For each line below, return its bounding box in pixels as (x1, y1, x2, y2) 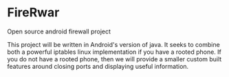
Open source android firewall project (7, 27, 111, 35)
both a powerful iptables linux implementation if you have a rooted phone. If (7, 48, 221, 56)
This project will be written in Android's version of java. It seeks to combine (7, 40, 220, 48)
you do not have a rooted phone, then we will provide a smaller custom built (7, 55, 222, 63)
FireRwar (7, 5, 60, 20)
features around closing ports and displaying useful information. (7, 62, 189, 70)
